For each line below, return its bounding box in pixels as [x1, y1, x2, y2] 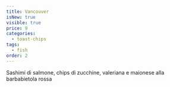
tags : [6, 42, 20, 48]
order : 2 [6, 53, 28, 59]
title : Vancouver [6, 8, 49, 15]
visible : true [6, 20, 42, 25]
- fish [11, 47, 28, 53]
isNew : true [6, 14, 36, 20]
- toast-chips [11, 36, 46, 42]
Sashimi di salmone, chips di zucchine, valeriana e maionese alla [6, 69, 165, 76]
